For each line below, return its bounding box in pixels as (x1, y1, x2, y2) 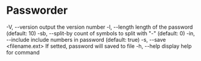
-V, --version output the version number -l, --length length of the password (6, 23, 193, 30)
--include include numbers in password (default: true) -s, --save (6, 36, 166, 43)
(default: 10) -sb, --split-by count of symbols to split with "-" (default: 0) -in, (6, 29, 195, 36)
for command (6, 48, 40, 56)
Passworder (6, 4, 68, 17)
